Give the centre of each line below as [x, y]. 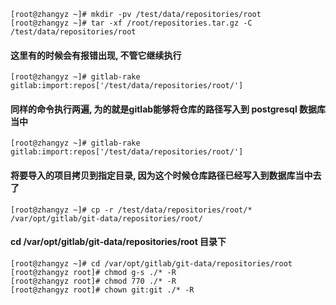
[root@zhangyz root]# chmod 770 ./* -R [93, 281]
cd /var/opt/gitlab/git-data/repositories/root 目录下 [118, 242]
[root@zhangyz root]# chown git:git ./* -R [102, 290]
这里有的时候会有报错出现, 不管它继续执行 [96, 55]
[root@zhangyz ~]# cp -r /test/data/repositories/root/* [131, 210]
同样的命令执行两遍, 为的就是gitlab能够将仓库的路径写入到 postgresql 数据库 [168, 109]
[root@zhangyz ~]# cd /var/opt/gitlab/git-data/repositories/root [151, 263]
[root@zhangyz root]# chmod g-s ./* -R [93, 272]
